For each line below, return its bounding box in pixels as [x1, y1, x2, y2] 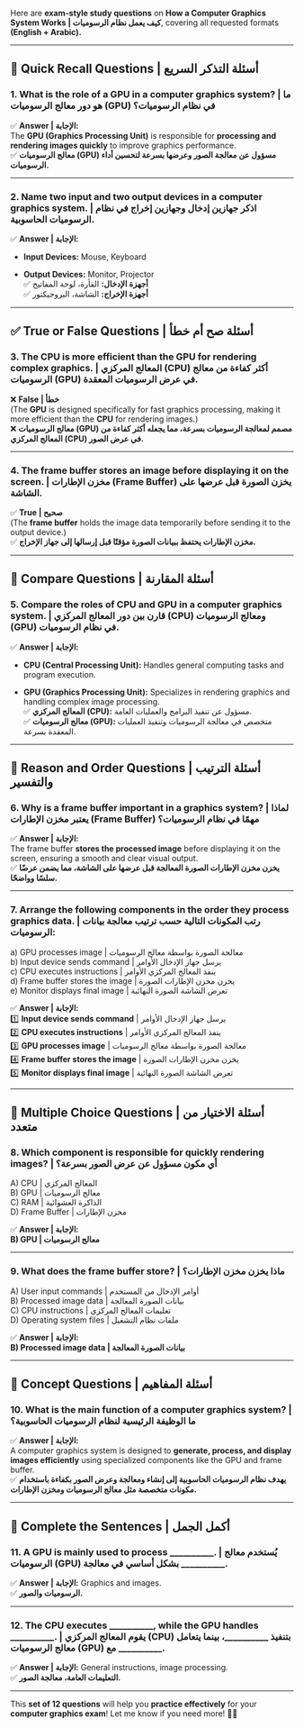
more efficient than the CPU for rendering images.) [10, 414, 199, 424]
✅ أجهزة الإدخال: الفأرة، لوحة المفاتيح [22, 278, 149, 289]
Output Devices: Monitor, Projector [22, 268, 155, 279]
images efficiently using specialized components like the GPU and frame [10, 1455, 282, 1466]
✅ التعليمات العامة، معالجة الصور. [10, 1672, 121, 1683]
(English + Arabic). [10, 27, 82, 37]
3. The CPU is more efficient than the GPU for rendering [10, 350, 257, 363]
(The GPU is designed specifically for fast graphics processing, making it [10, 404, 281, 414]
